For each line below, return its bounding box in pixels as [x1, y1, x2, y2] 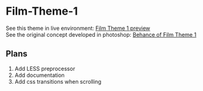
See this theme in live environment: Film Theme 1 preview [6, 24, 150, 32]
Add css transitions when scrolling [14, 78, 102, 85]
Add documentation [14, 71, 65, 79]
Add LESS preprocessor [14, 65, 76, 72]
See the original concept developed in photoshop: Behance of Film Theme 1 [6, 31, 197, 38]
